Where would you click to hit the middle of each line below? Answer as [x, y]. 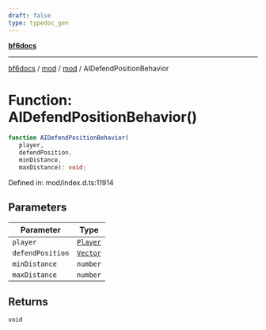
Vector [89, 253]
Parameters [38, 208]
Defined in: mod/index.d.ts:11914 [61, 182]
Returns [28, 302]
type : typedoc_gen [38, 23]
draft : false [30, 15]
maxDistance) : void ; [53, 167]
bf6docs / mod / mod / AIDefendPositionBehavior [89, 68]
